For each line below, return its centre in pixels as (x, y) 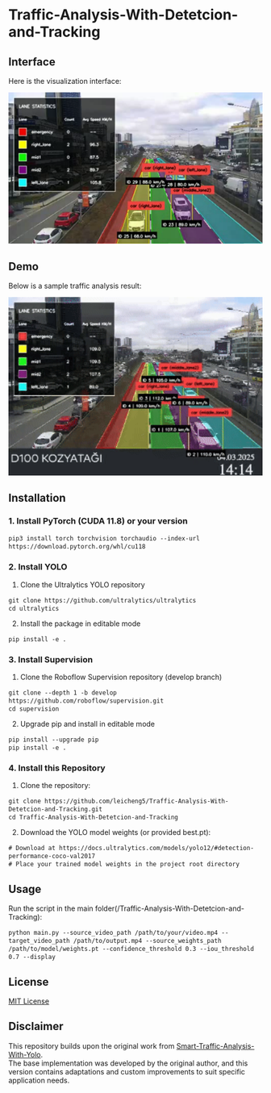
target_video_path (39, 941)
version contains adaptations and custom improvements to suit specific (127, 1071)
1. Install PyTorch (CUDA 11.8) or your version (98, 521)
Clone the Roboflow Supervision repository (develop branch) (121, 677)
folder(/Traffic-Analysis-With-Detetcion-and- (170, 908)
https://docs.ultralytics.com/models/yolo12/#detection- (156, 849)
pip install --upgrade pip (54, 740)
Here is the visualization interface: (65, 81)
